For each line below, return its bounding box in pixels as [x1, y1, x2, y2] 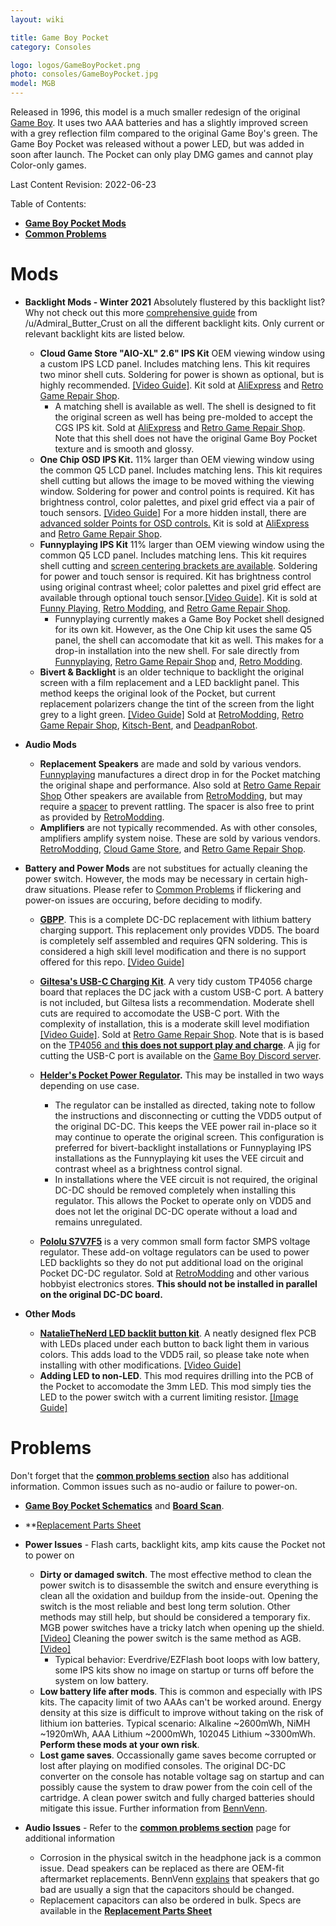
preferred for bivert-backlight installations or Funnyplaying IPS [54, 1141, 312, 1153]
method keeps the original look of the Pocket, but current [39, 687, 276, 699]
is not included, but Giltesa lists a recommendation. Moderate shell [39, 996, 315, 1008]
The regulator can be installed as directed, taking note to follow [54, 1099, 316, 1111]
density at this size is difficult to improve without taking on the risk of [39, 1706, 324, 1718]
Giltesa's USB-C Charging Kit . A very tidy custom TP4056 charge [39, 975, 313, 987]
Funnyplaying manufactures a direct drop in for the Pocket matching [39, 768, 321, 780]
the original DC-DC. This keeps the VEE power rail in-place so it [54, 1120, 317, 1132]
